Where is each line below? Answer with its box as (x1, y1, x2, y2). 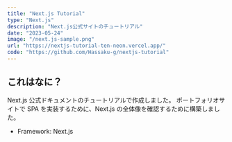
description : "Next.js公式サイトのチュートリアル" (7, 23, 143, 30)
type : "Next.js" (7, 17, 54, 24)
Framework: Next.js (17, 127, 74, 135)
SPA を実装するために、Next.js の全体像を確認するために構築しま (26, 105, 214, 113)
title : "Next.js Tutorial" (7, 10, 85, 17)
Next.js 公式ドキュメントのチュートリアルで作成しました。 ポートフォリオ (7, 96, 219, 104)
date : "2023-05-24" (7, 29, 64, 37)
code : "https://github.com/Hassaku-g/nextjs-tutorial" (7, 49, 169, 56)
